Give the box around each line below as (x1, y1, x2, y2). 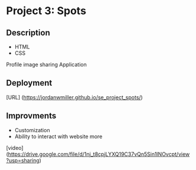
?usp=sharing (6, 156, 40, 164)
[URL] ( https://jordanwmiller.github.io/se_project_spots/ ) (6, 93, 143, 101)
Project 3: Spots (6, 4, 87, 18)
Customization (14, 126, 50, 133)
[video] (6, 144, 24, 151)
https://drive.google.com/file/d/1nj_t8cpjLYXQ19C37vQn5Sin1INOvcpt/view (8, 151, 190, 158)
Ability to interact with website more (14, 133, 103, 140)
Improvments (6, 111, 57, 121)
